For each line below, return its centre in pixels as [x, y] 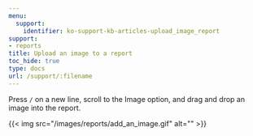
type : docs [27, 69]
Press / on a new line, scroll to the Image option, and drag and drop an [127, 99]
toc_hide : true [34, 62]
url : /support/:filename [50, 76]
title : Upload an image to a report [70, 53]
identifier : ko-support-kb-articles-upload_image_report [122, 31]
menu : [17, 16]
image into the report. [45, 108]
